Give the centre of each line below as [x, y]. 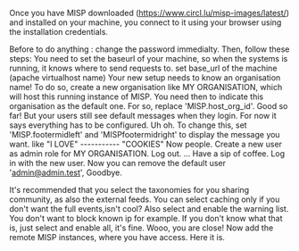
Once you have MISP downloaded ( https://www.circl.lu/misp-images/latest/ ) [149, 13]
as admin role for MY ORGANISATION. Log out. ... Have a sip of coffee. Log [147, 154]
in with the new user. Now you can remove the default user [117, 163]
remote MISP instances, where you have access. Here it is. [117, 237]
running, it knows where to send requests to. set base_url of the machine [143, 68]
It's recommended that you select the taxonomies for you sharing [129, 190]
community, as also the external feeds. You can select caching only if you [145, 199]
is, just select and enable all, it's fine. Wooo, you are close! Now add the [141, 228]
